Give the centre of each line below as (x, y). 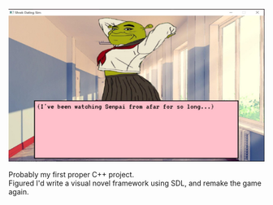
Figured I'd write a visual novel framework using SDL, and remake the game (135, 183)
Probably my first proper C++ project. (71, 174)
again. (19, 192)
